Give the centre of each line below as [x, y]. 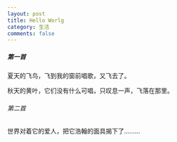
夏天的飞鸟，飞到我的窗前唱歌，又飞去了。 [69, 76]
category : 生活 [28, 27]
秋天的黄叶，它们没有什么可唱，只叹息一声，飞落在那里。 [90, 91]
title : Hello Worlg [36, 20]
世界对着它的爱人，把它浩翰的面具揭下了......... [74, 131]
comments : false [31, 33]
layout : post [26, 14]
